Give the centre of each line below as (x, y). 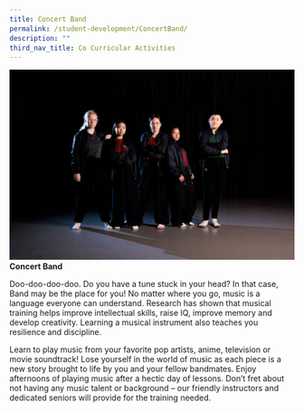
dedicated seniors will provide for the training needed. (110, 398)
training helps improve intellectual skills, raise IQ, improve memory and (141, 312)
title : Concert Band (48, 19)
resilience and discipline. (56, 331)
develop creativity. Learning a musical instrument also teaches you (134, 322)
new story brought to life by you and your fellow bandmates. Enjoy (133, 369)
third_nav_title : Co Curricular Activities (93, 48)
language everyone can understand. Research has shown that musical (140, 302)
